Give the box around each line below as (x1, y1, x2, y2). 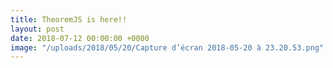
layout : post (10, 24, 65, 34)
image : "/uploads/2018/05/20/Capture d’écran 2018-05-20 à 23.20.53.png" (10, 42, 325, 53)
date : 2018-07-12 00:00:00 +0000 (10, 33, 150, 43)
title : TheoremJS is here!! (10, 14, 128, 25)
